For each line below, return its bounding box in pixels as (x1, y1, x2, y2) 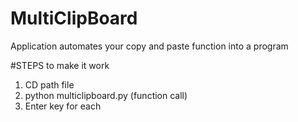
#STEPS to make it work (10, 59, 110, 71)
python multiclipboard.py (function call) (24, 89, 188, 101)
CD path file (24, 78, 75, 91)
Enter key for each (24, 100, 102, 112)
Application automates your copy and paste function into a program (10, 40, 289, 52)
